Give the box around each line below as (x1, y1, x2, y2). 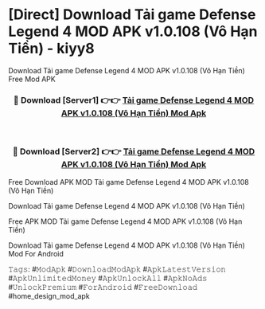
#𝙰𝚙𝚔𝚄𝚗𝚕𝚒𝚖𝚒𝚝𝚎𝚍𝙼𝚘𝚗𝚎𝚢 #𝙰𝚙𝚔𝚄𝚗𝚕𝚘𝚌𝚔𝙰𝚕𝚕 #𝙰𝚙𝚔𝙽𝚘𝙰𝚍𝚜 (8, 273, 208, 283)
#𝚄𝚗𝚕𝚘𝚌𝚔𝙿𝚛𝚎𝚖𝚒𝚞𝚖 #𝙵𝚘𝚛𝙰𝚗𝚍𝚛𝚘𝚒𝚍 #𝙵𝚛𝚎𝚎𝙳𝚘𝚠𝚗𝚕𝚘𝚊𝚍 (8, 282, 197, 291)
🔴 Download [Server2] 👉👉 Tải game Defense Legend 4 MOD (12, 146, 255, 157)
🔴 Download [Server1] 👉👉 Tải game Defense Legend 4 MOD (13, 94, 255, 105)
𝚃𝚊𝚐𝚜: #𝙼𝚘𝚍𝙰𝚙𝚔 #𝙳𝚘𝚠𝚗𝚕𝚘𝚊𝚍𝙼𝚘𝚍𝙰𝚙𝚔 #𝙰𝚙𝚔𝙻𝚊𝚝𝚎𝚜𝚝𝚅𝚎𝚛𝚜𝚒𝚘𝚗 (8, 264, 227, 274)
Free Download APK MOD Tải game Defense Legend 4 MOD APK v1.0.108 (8, 177, 249, 186)
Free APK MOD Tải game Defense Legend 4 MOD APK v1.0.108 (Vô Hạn (8, 217, 243, 226)
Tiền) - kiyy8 (8, 40, 95, 57)
